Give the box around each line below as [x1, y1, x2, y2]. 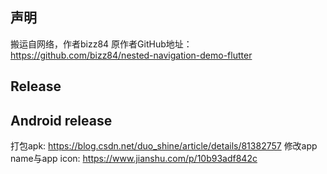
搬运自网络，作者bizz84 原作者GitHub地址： [10, 38, 193, 50]
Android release [10, 112, 113, 129]
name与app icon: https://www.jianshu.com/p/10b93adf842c [10, 153, 258, 165]
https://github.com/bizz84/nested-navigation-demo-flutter [10, 49, 253, 61]
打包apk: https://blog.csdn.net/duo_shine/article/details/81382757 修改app [10, 140, 318, 152]
